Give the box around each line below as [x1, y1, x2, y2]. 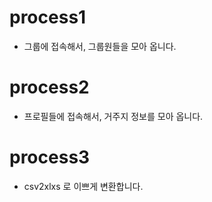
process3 [9, 146, 91, 169]
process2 [9, 76, 90, 99]
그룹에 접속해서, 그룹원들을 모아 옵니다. [23, 40, 177, 52]
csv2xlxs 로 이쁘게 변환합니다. [23, 180, 144, 192]
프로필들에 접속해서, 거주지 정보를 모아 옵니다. [23, 110, 204, 122]
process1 [9, 6, 87, 29]
